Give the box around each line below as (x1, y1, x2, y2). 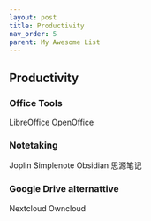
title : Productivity (9, 21, 86, 30)
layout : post (9, 12, 57, 22)
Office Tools (9, 96, 64, 109)
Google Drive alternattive (9, 183, 119, 195)
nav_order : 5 (9, 29, 57, 38)
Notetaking (9, 139, 59, 151)
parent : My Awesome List (9, 37, 101, 47)
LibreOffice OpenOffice (9, 117, 94, 127)
